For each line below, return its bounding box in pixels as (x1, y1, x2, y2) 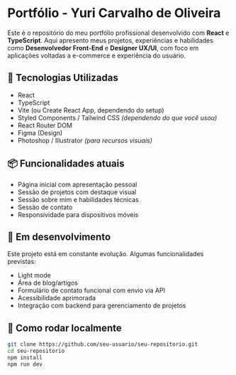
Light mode (17, 271, 51, 280)
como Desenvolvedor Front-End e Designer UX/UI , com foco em (7, 43, 199, 52)
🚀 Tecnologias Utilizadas (7, 72, 118, 84)
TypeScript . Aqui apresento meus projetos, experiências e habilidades (7, 36, 214, 44)
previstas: (7, 258, 37, 266)
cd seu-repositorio (7, 347, 65, 355)
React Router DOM (17, 121, 73, 130)
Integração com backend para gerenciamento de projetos (17, 301, 186, 310)
